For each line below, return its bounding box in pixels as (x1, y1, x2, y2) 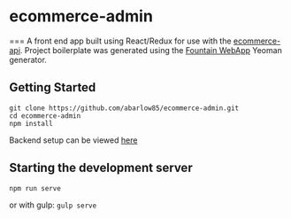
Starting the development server (9, 160, 193, 176)
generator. (9, 54, 47, 65)
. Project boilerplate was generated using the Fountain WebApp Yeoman (19, 44, 283, 55)
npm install (9, 119, 53, 128)
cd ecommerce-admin (9, 111, 81, 121)
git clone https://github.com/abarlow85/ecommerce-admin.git (9, 104, 240, 113)
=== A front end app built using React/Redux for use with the (9, 35, 232, 46)
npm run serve (9, 184, 62, 192)
